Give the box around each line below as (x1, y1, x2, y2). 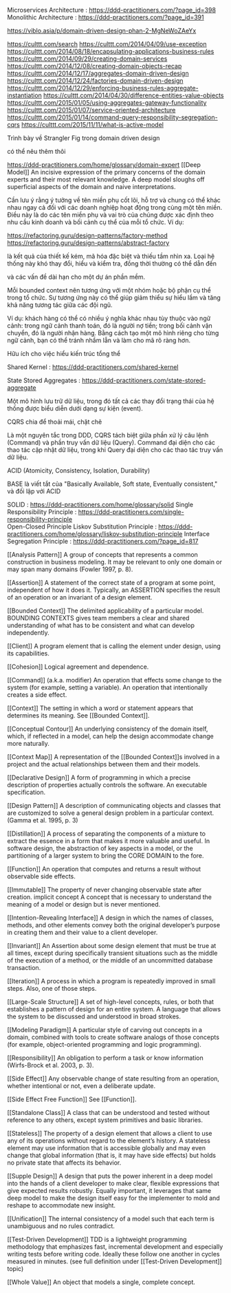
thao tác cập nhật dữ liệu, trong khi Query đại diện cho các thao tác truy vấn (7, 446, 223, 454)
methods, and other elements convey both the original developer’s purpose (7, 921, 221, 929)
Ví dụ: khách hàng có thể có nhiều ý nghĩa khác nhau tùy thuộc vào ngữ (7, 314, 211, 322)
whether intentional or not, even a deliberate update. (7, 1082, 156, 1089)
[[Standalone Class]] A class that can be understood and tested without (7, 1109, 210, 1116)
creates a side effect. (7, 691, 67, 699)
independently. (7, 629, 49, 637)
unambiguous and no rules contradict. (7, 1222, 115, 1230)
